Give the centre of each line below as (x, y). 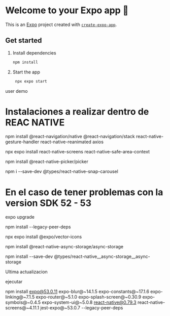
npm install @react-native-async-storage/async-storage (64, 247)
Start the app (26, 72)
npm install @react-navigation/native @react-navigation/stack (70, 137)
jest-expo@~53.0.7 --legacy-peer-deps (82, 308)
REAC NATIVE (35, 122)
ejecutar (14, 282)
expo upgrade (20, 217)
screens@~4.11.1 (22, 308)
